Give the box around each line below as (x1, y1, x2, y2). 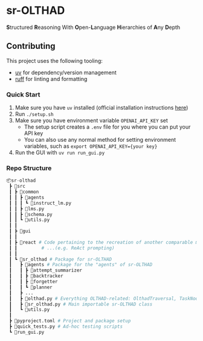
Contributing (6, 41, 56, 51)
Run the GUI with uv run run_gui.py (14, 149, 105, 156)
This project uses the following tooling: (6, 57, 103, 64)
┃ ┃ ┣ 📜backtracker (8, 273, 63, 279)
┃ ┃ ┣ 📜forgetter (8, 279, 59, 285)
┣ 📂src (8, 183, 26, 190)
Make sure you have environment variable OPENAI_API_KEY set (14, 117, 168, 124)
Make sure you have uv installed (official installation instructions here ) (14, 104, 188, 112)
